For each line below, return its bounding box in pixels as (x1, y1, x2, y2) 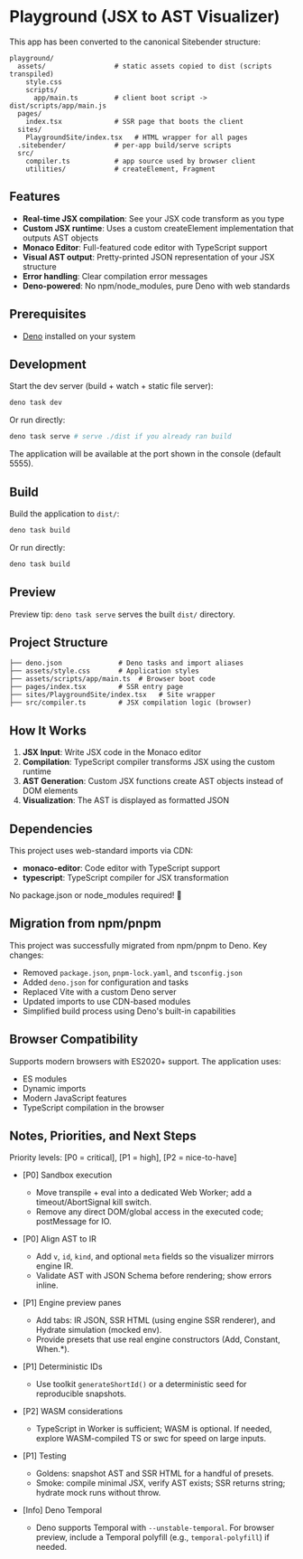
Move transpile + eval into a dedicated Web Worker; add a (35, 1187, 252, 1198)
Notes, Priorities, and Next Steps (9, 1128, 197, 1143)
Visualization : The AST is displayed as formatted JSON (22, 795, 230, 806)
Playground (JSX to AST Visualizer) (9, 6, 280, 27)
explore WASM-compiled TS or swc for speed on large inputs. (35, 1433, 267, 1444)
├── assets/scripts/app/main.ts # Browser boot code (9, 675, 216, 684)
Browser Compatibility (9, 1032, 138, 1047)
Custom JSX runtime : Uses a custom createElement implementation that (22, 222, 295, 233)
